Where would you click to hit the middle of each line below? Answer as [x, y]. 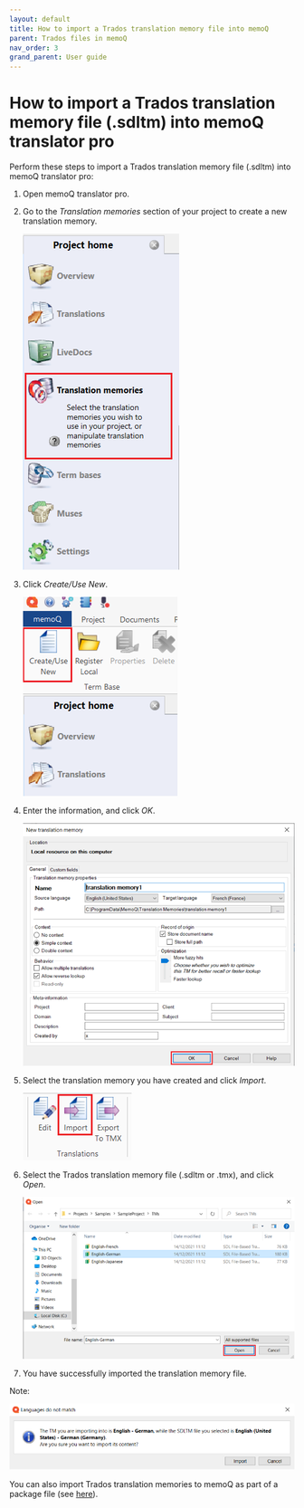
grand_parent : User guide [58, 57]
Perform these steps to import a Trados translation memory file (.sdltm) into [150, 167]
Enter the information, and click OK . [89, 811]
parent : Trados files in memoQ [68, 38]
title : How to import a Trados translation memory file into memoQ [139, 29]
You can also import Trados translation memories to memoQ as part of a [144, 1484]
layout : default [40, 19]
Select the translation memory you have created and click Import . [144, 1080]
